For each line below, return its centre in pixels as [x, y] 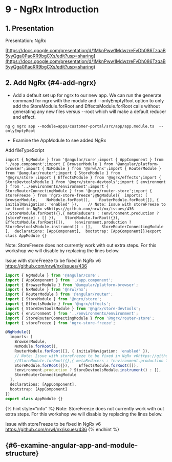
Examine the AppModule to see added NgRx [59, 140]
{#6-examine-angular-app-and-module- [72, 445]
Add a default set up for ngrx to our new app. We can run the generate [87, 95]
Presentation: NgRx [26, 40]
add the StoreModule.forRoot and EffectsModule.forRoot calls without [86, 106]
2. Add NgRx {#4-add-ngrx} [51, 83]
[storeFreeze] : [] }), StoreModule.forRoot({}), [63, 218]
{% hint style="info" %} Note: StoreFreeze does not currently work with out [85, 408]
